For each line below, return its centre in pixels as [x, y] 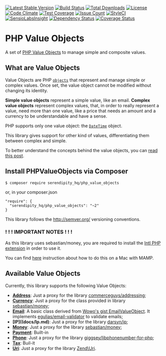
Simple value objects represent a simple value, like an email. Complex [78, 100]
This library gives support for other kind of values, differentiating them [77, 135]
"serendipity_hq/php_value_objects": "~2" [54, 205]
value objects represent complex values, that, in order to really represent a [82, 105]
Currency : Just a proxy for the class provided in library [69, 300]
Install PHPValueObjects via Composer [67, 171]
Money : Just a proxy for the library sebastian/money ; [67, 327]
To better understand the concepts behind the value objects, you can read [82, 150]
